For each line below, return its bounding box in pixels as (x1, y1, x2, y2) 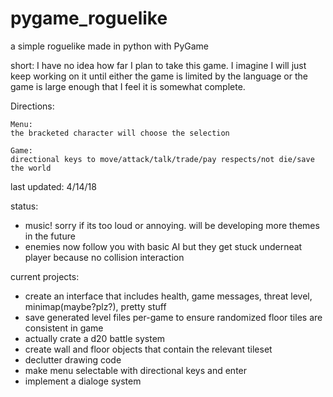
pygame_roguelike (10, 7, 168, 30)
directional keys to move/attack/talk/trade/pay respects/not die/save (10, 154, 315, 164)
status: (10, 200, 39, 212)
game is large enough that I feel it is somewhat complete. (10, 80, 246, 92)
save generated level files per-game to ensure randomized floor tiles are (24, 311, 323, 323)
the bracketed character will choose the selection (10, 128, 230, 138)
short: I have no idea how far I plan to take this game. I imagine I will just (10, 59, 307, 71)
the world (10, 163, 52, 173)
